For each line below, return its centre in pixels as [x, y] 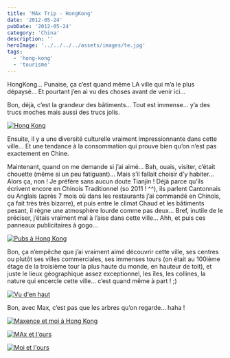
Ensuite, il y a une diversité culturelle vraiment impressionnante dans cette [112, 139]
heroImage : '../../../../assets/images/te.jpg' [77, 45]
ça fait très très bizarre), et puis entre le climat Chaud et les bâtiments [106, 203]
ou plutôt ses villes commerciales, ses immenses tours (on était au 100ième [114, 259]
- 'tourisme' [32, 65]
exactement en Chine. [38, 153]
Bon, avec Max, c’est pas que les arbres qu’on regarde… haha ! [96, 307]
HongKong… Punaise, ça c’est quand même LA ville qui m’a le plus [101, 84]
